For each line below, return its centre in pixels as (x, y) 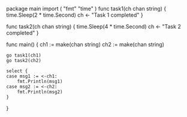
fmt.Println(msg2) (40, 92)
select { (17, 71)
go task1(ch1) (24, 56)
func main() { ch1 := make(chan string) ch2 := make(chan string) (85, 44)
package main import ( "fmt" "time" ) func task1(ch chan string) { (86, 9)
